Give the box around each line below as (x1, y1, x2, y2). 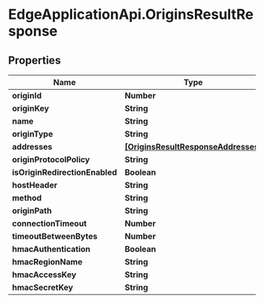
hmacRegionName (12, 257, 82, 267)
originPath (12, 205, 53, 216)
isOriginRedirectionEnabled (12, 167, 118, 178)
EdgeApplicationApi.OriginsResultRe (8, 6, 254, 24)
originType (12, 128, 53, 139)
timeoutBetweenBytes (12, 231, 98, 242)
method (12, 193, 42, 203)
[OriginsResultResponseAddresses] (124, 142, 262, 152)
